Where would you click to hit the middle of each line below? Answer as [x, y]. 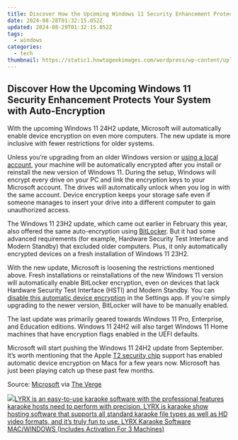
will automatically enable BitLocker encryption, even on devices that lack [113, 282]
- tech [23, 54]
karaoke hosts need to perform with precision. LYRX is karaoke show [108, 406]
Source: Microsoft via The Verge [55, 384]
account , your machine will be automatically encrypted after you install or [114, 165]
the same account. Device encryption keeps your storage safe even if [109, 194]
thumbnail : [23, 60]
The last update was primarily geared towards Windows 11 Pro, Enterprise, [116, 319]
